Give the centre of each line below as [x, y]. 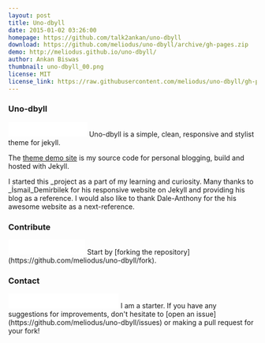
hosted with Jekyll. [39, 166]
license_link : [32, 81]
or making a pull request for [209, 322]
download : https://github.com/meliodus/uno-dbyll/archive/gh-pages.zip [128, 45]
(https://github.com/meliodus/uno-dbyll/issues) [86, 322]
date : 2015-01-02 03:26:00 [52, 30]
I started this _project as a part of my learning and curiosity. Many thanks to [131, 181]
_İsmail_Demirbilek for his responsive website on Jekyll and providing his [127, 189]
